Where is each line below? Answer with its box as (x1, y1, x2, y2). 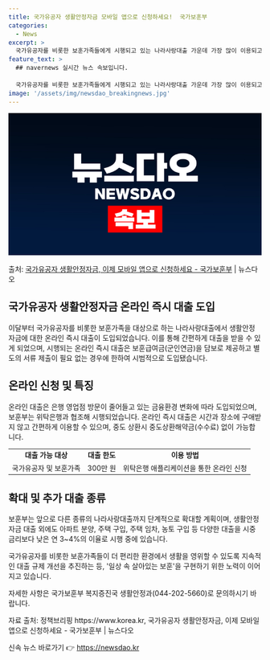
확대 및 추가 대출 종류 (8, 491, 106, 505)
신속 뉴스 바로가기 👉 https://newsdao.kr (8, 642, 140, 652)
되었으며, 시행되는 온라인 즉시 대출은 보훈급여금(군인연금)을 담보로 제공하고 (16, 342, 252, 353)
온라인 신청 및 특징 (8, 379, 94, 393)
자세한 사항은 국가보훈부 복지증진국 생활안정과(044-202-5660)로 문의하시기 (8, 588, 249, 598)
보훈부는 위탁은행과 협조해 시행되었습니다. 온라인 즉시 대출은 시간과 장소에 (8, 412, 240, 421)
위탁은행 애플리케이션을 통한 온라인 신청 (123, 463, 247, 473)
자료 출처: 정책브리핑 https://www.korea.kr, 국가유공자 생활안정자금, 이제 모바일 (8, 615, 260, 625)
